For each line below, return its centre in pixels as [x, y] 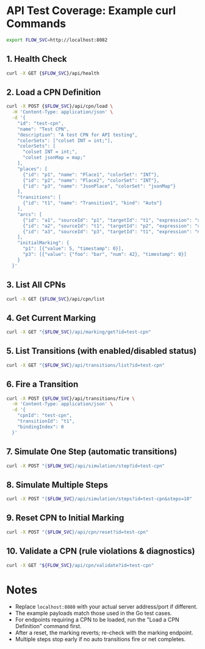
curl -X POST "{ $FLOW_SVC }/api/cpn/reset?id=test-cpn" [77, 532]
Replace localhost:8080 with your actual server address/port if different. [106, 607]
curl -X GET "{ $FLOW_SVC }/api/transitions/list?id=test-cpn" [86, 365]
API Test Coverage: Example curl [91, 11]
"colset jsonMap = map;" [54, 158]
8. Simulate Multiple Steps [57, 485]
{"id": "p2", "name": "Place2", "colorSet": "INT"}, [91, 180]
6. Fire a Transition [42, 384]
